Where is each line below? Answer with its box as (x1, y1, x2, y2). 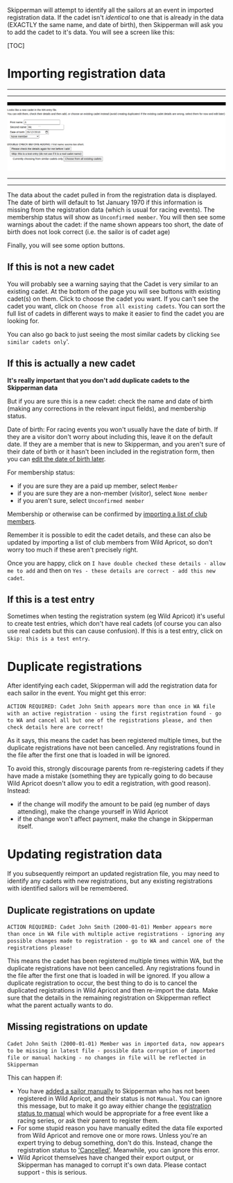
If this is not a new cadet (7, 261, 114, 273)
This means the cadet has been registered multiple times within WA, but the (7, 957, 223, 965)
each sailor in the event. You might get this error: (7, 689, 147, 697)
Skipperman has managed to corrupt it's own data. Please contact (17, 1160, 207, 1169)
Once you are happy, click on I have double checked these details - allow (7, 559, 226, 567)
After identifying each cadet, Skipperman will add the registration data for (7, 681, 218, 690)
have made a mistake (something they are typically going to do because (7, 772, 213, 780)
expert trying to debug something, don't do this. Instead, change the (17, 1139, 213, 1147)
